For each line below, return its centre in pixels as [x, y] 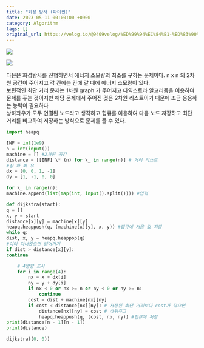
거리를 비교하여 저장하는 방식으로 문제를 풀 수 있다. [66, 121]
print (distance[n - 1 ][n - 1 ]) [46, 323]
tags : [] [17, 29]
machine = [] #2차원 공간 [36, 154]
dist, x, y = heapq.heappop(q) [46, 238]
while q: [17, 233]
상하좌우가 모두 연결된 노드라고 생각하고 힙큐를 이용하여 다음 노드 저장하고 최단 [100, 113]
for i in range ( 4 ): [42, 272]
